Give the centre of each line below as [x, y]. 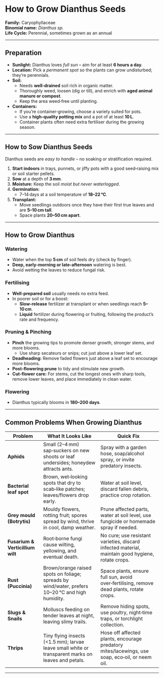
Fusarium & [21, 542]
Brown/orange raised [67, 567]
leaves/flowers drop [66, 495]
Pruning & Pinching [28, 332]
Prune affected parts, [125, 509]
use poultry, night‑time [126, 612]
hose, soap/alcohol [122, 453]
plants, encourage [121, 638]
